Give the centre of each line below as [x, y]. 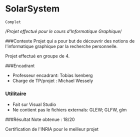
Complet [13, 22]
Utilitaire [16, 93]
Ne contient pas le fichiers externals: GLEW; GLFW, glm [69, 110]
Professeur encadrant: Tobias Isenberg [52, 75]
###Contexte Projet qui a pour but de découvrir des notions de [70, 41]
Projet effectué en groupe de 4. [37, 56]
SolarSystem [32, 9]
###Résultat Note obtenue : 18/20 [40, 119]
